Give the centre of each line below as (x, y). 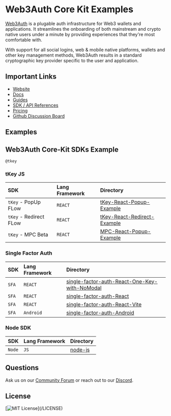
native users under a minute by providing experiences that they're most (80, 34)
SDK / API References (35, 105)
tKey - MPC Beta (28, 235)
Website (21, 89)
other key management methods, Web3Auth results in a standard (74, 55)
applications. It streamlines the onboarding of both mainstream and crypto (83, 29)
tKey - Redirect (26, 217)
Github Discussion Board (39, 116)
